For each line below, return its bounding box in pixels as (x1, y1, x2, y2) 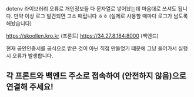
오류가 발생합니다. (12, 52, 53, 59)
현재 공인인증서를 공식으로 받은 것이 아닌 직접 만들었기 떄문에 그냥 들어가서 (6, 45, 178, 52)
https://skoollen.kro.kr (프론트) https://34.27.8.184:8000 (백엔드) (6, 32, 159, 39)
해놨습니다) (6, 20, 32, 26)
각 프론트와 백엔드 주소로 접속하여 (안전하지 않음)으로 (6, 71, 187, 81)
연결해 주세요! (6, 82, 53, 92)
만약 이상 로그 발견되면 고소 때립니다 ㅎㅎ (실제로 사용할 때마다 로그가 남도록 (14, 12, 188, 19)
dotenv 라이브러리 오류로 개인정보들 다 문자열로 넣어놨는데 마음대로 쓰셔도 (6, 5, 177, 12)
